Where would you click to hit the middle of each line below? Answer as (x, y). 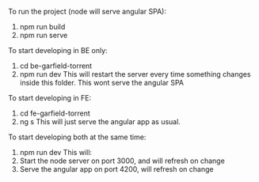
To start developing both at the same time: (77, 137)
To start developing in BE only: (58, 50)
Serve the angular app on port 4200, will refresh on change (116, 169)
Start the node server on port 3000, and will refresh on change (122, 161)
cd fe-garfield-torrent (55, 113)
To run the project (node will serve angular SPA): (87, 11)
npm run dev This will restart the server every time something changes (135, 74)
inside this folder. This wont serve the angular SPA (102, 83)
